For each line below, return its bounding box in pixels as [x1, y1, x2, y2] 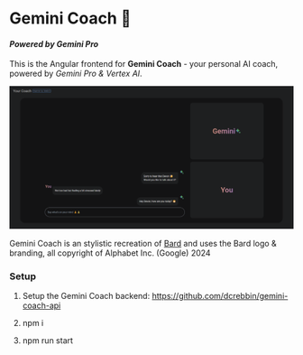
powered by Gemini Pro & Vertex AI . [9, 68, 142, 79]
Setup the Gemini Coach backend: [22, 291, 151, 302]
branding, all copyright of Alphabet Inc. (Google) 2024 [9, 248, 211, 258]
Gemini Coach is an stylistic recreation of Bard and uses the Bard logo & [9, 238, 277, 248]
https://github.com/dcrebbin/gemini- [151, 291, 289, 302]
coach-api [22, 300, 61, 311]
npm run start [22, 335, 74, 346]
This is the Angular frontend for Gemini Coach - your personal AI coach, [9, 59, 279, 70]
